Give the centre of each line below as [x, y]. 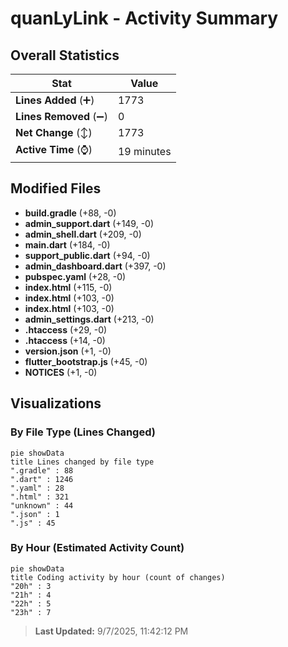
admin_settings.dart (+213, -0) [89, 319]
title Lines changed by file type [82, 462]
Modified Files [56, 188]
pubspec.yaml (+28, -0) [75, 276]
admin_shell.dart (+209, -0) [83, 234]
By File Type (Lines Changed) [83, 432]
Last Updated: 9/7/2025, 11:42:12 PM [111, 631]
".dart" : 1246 [42, 479]
